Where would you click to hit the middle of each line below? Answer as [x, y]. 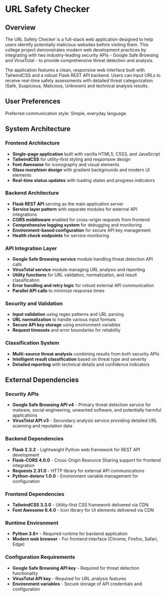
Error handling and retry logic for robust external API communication [83, 286]
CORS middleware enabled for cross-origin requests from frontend [81, 220]
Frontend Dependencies [35, 494]
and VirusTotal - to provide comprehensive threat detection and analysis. [79, 60]
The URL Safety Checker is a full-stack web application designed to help [79, 39]
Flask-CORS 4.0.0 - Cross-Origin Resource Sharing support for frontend [86, 460]
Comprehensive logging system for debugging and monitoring [77, 225]
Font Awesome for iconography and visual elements [66, 164]
